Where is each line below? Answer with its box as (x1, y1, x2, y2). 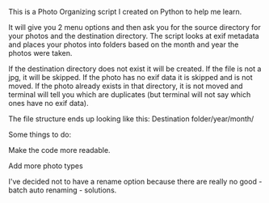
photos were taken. (8, 49, 73, 57)
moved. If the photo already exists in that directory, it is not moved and (8, 81, 244, 91)
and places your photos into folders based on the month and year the (8, 40, 239, 49)
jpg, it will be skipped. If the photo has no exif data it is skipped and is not (8, 73, 253, 82)
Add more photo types (8, 161, 83, 171)
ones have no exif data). (8, 99, 89, 108)
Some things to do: (8, 129, 71, 139)
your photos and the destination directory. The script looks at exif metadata (8, 32, 260, 40)
